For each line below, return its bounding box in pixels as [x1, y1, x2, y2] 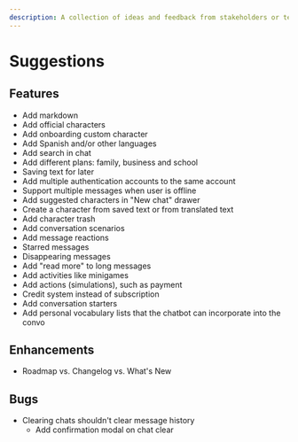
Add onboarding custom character [21, 128, 148, 139]
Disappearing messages [21, 251, 111, 261]
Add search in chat [21, 147, 91, 158]
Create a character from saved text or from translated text [21, 204, 234, 214]
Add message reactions [21, 232, 109, 243]
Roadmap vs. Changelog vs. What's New [21, 366, 172, 376]
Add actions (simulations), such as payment [21, 279, 183, 290]
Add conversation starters [21, 298, 118, 308]
